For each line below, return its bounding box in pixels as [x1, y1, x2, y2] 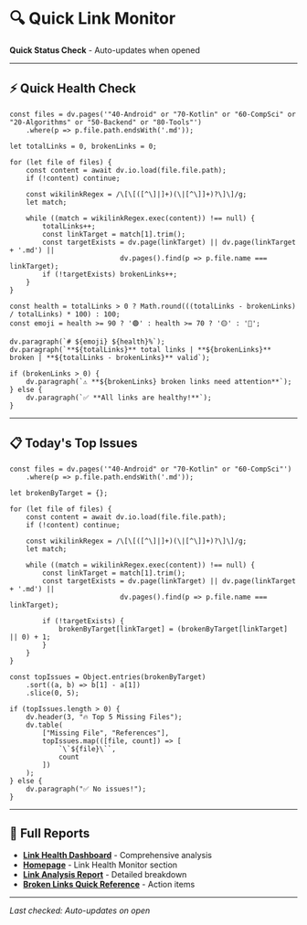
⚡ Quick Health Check [9, 80, 137, 97]
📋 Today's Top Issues [9, 436, 138, 452]
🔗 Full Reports [9, 825, 90, 841]
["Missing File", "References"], [42, 728, 170, 738]
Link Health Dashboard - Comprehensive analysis [22, 850, 213, 861]
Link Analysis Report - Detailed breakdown [22, 869, 187, 880]
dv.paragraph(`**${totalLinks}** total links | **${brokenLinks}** [9, 345, 272, 354]
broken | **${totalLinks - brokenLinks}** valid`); [9, 353, 210, 362]
